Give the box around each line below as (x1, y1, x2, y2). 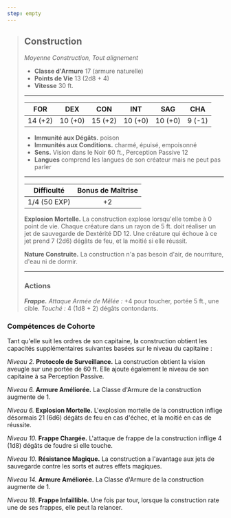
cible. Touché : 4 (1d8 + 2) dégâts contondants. (23, 304, 159, 312)
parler (34, 163, 52, 171)
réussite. (7, 421, 32, 429)
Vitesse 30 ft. (34, 82, 74, 90)
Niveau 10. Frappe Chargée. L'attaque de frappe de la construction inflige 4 (7, 434, 222, 442)
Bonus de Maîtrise (76, 186, 139, 195)
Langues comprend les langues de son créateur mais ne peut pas (34, 155, 221, 164)
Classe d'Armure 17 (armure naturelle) (34, 67, 144, 76)
